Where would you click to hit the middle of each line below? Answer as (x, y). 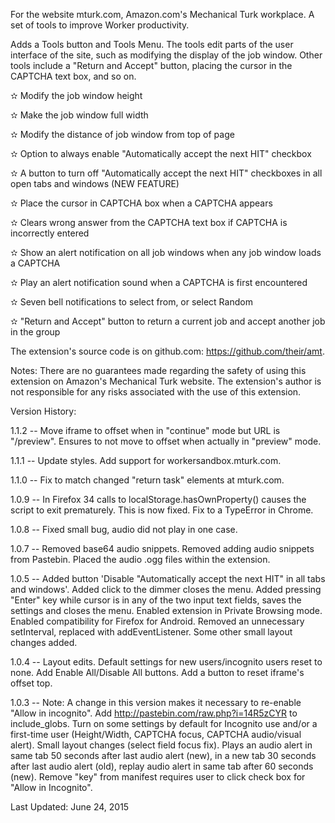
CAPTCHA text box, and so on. (73, 76)
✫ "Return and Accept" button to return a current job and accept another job (168, 321)
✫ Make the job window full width (79, 115)
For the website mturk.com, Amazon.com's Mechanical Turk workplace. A (162, 14)
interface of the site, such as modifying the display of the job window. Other (166, 55)
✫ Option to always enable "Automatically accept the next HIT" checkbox (161, 153)
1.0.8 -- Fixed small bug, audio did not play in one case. (124, 529)
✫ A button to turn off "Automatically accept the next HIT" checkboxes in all (166, 173)
